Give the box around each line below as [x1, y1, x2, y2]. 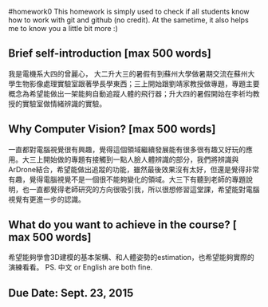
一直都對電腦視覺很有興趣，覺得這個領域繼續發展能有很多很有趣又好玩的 [8, 144, 246, 154]
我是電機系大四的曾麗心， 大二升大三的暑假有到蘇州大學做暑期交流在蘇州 [8, 69, 248, 78]
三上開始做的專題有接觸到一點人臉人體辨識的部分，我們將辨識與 [29, 155, 239, 164]
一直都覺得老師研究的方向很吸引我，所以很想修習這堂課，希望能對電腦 [29, 184, 260, 194]
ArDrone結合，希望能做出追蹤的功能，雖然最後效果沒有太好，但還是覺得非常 [8, 164, 260, 174]
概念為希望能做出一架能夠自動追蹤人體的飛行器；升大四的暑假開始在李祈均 [8, 89, 253, 98]
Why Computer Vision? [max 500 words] [8, 123, 216, 136]
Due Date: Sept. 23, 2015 [8, 286, 134, 300]
